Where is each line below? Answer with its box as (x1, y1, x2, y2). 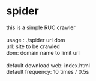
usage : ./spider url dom (6, 36, 65, 43)
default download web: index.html (6, 61, 90, 69)
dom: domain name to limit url (6, 49, 80, 56)
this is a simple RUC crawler (6, 24, 76, 31)
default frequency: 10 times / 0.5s (6, 68, 89, 75)
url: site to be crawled (6, 43, 60, 50)
